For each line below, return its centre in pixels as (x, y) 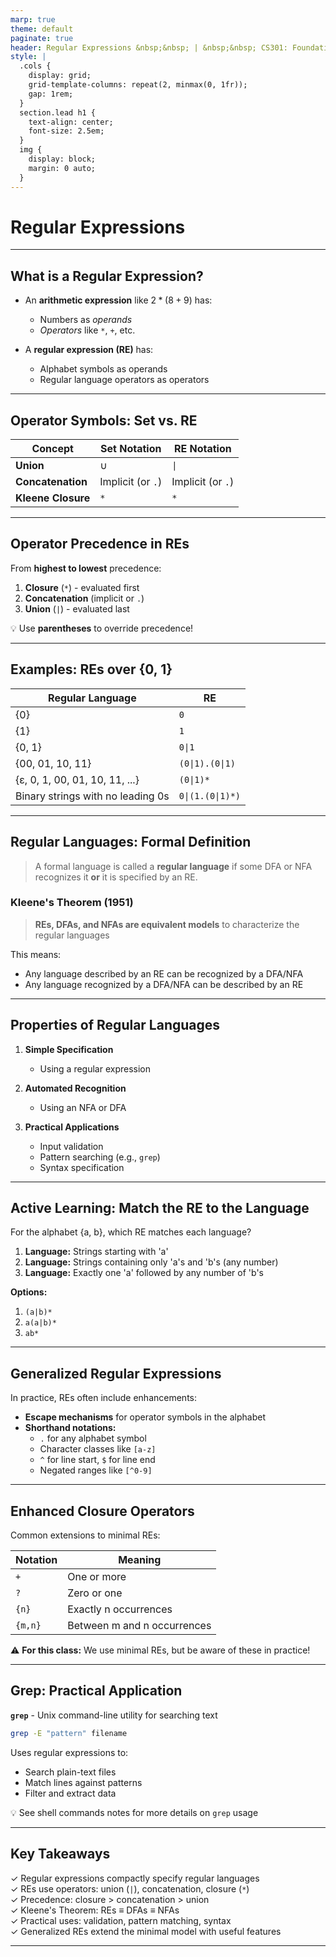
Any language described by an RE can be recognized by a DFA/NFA (164, 973)
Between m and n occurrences (139, 1626)
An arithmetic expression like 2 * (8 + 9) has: (118, 300)
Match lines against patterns (83, 1782)
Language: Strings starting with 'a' (96, 1252)
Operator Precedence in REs (100, 544)
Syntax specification (82, 1167)
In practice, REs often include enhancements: (104, 1398)
